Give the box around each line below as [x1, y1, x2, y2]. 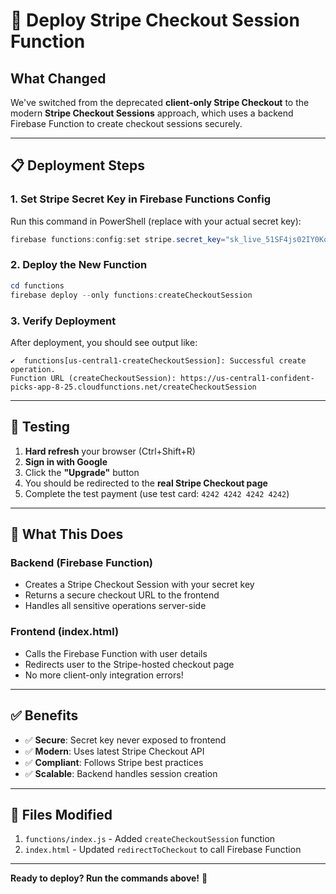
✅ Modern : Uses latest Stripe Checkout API [24, 745, 205, 757]
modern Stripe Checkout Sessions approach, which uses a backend [10, 107, 294, 119]
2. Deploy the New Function [10, 258, 148, 272]
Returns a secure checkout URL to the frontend [24, 589, 220, 601]
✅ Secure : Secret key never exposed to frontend [24, 734, 227, 746]
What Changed [10, 70, 107, 87]
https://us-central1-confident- [180, 373, 315, 383]
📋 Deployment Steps [10, 157, 145, 174]
